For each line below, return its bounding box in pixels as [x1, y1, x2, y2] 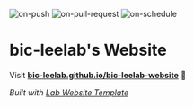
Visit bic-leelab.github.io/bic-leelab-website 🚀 [9, 69, 187, 80]
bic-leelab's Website [9, 40, 168, 60]
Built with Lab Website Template [9, 86, 128, 98]
